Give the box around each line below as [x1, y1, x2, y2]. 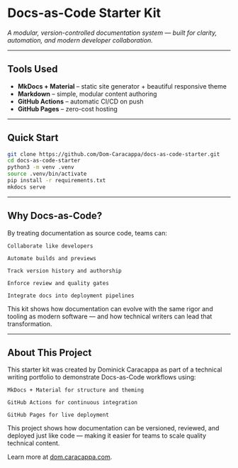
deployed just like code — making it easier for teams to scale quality [7, 431, 207, 440]
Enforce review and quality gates [7, 279, 110, 286]
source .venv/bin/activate [7, 170, 87, 178]
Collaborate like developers [7, 243, 93, 250]
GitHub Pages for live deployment [7, 411, 110, 419]
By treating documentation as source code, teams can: [7, 228, 168, 237]
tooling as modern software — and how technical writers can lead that [7, 312, 212, 321]
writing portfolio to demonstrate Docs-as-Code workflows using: [7, 373, 196, 381]
